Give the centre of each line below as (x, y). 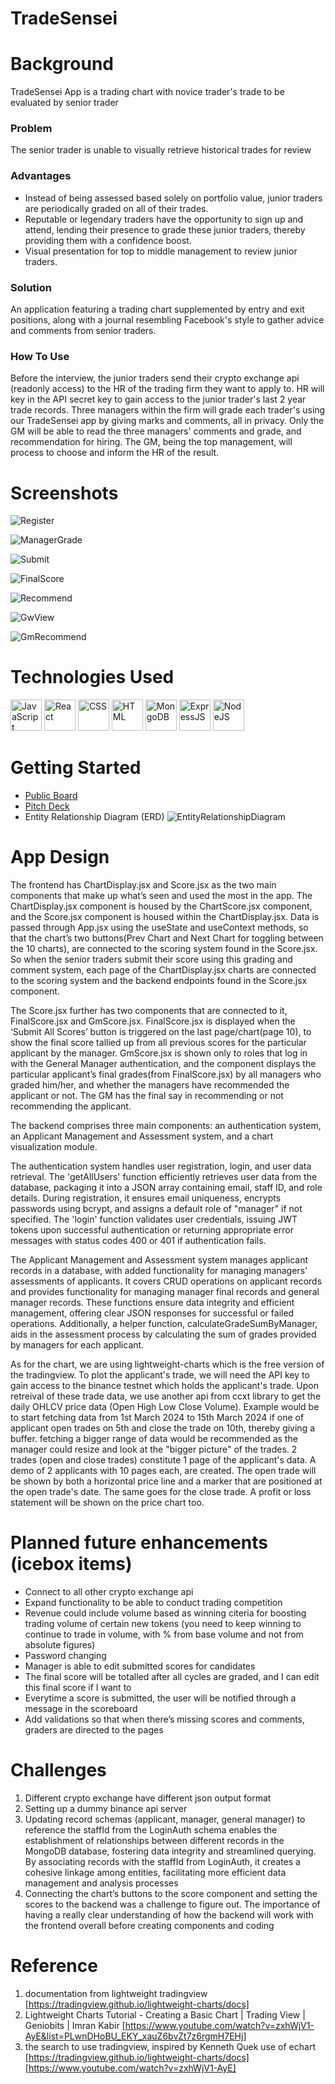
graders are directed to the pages (94, 1730)
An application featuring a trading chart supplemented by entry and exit (157, 309)
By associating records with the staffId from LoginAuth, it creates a (162, 1861)
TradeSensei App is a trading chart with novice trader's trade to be (147, 92)
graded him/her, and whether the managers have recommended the (150, 1085)
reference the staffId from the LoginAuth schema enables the (151, 1829)
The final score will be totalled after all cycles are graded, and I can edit (172, 1676)
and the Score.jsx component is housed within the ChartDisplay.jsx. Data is (165, 917)
